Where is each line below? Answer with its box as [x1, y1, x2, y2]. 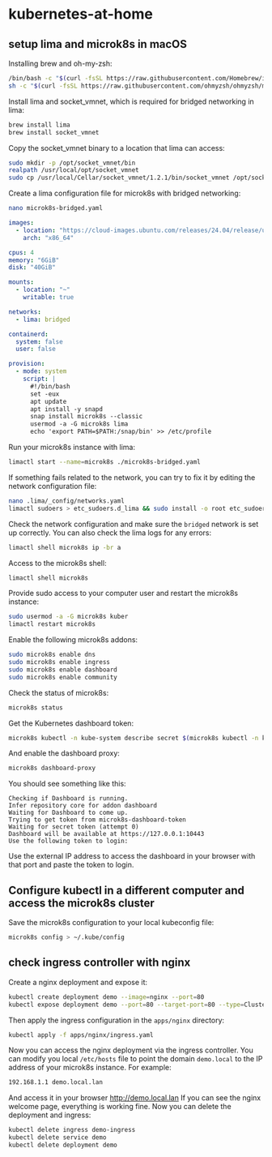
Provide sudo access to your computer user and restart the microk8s [8, 589, 239, 598]
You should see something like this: [8, 779, 127, 789]
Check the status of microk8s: [8, 688, 109, 697]
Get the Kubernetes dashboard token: [8, 718, 134, 728]
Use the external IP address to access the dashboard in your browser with [8, 851, 256, 861]
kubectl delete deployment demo [8, 1141, 117, 1149]
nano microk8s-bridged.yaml [8, 204, 104, 212]
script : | [23, 375, 57, 383]
